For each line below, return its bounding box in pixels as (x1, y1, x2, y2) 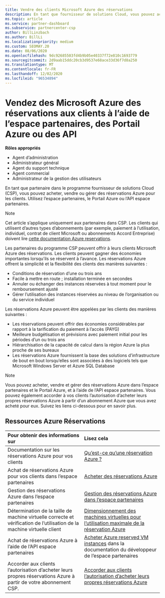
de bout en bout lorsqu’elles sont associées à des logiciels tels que (12, 357, 148, 363)
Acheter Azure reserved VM (84, 533, 149, 540)
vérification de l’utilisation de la (7, 520, 79, 527)
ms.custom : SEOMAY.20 (5, 44, 50, 49)
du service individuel (12, 296, 55, 302)
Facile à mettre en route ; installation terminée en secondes (12, 276, 133, 281)
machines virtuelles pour (84, 513, 141, 520)
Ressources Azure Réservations (5, 417, 106, 425)
